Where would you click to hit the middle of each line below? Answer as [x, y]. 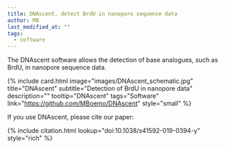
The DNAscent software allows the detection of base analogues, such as [113, 60]
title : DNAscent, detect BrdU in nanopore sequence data [92, 14]
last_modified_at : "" [39, 27]
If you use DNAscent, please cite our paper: [71, 117]
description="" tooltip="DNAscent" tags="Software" [83, 96]
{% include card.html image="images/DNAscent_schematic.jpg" [100, 81]
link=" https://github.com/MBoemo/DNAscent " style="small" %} [99, 103]
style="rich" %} [30, 138]
